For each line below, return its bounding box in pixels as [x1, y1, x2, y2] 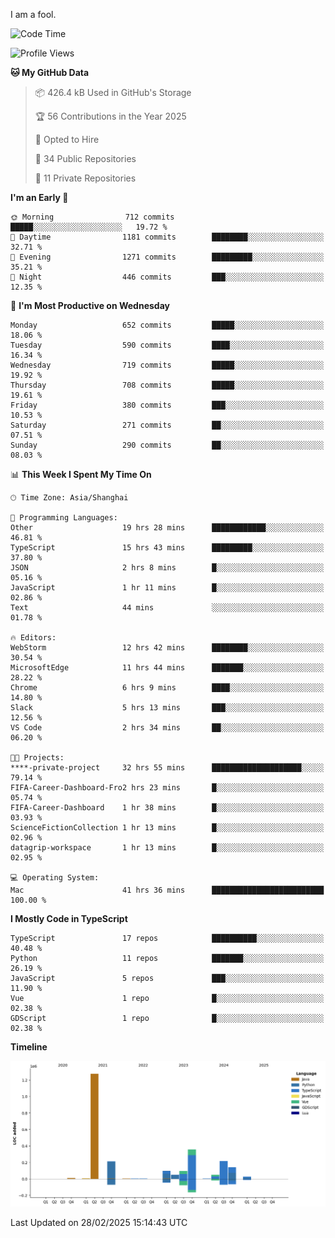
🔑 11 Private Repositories [34, 172, 137, 184]
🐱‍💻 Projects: [10, 753, 65, 763]
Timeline [10, 1041, 48, 1053]
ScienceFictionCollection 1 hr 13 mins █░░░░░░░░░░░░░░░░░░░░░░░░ [10, 823, 325, 833]
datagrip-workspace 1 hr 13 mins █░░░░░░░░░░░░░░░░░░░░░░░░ [10, 843, 325, 853]
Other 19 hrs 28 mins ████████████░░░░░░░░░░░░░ [10, 523, 325, 533]
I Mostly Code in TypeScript [10, 913, 128, 924]
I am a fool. [10, 9, 57, 20]
